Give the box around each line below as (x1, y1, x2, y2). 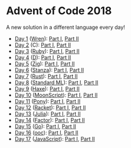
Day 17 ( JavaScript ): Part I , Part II (14, 135, 96, 142)
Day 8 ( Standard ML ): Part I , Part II (14, 78, 99, 86)
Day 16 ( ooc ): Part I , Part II (14, 129, 78, 136)
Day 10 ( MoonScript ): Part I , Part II (14, 91, 98, 98)
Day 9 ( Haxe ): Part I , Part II (14, 85, 80, 92)
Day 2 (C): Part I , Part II (14, 41, 71, 48)
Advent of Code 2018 (6, 4, 112, 18)
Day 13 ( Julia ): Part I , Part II (14, 110, 81, 117)
